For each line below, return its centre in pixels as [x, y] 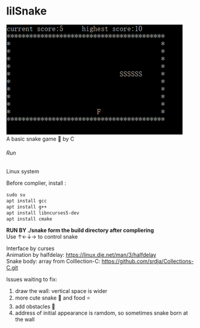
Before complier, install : [36, 183]
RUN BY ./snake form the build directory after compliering [80, 230]
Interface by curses [30, 248]
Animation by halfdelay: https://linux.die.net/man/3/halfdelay [81, 255]
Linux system [23, 172]
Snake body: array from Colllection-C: [53, 262]
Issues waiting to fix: [32, 280]
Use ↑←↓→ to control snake [42, 237]
